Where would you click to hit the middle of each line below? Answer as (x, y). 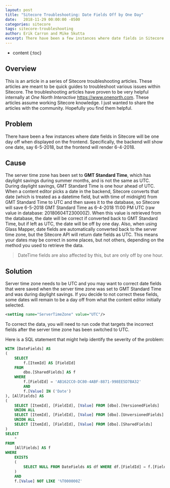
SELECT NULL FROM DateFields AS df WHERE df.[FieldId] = (84, 467)
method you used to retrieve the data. (45, 246)
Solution (19, 271)
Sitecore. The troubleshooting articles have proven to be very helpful (77, 91)
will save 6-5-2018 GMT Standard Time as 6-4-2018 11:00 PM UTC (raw (80, 208)
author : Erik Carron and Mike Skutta (45, 34)
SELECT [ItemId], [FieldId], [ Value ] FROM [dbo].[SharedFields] (83, 424)
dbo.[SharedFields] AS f (50, 372)
